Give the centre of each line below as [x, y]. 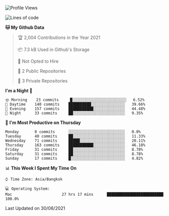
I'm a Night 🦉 [19, 91]
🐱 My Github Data [25, 27]
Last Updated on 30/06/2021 [35, 208]
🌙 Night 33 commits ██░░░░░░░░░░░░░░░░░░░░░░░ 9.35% [74, 113]
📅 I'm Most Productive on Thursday [43, 122]
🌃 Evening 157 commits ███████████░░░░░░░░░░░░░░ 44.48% [75, 109]
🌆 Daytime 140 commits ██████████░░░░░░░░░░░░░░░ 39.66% [75, 104]
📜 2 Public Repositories [42, 71]
